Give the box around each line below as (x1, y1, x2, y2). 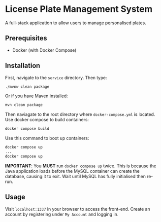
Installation (5, 62, 40, 70)
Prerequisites (5, 34, 47, 42)
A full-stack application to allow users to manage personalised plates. (5, 20, 146, 26)
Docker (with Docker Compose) (12, 47, 77, 53)
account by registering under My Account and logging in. (5, 211, 119, 217)
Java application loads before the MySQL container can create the (5, 168, 140, 174)
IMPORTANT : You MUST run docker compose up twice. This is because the (5, 163, 157, 169)
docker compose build (5, 126, 50, 131)
